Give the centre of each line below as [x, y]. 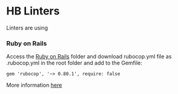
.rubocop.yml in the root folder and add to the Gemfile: [74, 63]
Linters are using [27, 28]
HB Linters [33, 11]
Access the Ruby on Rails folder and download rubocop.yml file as [89, 57]
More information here [34, 85]
